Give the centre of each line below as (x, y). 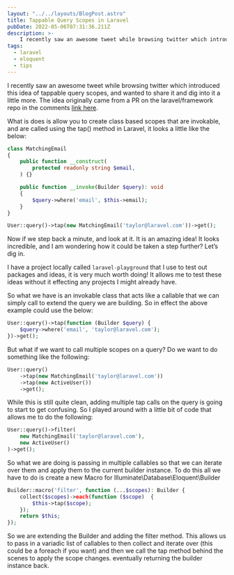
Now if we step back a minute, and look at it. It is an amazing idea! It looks (113, 239)
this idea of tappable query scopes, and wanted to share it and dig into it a (114, 93)
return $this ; (40, 516)
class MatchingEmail (37, 148)
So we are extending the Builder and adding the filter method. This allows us (117, 536)
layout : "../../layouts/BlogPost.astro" (67, 14)
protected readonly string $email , (84, 168)
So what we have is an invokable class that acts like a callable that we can (113, 296)
